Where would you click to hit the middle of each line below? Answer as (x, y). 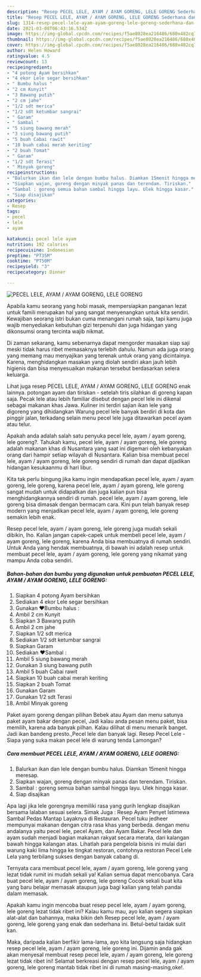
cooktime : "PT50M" (30, 261)
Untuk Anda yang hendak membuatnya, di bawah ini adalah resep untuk (95, 547)
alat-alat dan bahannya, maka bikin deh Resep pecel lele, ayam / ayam (93, 917)
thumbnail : (20, 39)
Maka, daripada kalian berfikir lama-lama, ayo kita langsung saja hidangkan (99, 942)
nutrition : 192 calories (38, 244)
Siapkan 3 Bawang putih (45, 621)
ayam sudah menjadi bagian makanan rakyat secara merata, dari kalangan (98, 837)
